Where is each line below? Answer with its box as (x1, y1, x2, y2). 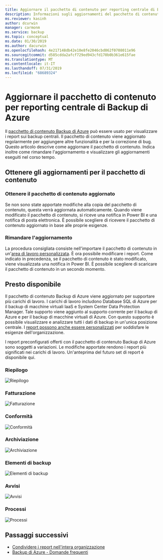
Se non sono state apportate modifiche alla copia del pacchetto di (5, 202, 137, 207)
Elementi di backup (5, 459, 51, 466)
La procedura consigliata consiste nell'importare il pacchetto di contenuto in (5, 245, 157, 251)
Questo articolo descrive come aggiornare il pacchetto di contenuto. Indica (5, 144, 155, 149)
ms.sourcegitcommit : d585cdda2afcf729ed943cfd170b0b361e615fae (5, 52, 136, 57)
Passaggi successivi (5, 531, 69, 540)
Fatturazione (5, 390, 36, 396)
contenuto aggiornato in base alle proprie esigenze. (5, 222, 108, 228)
